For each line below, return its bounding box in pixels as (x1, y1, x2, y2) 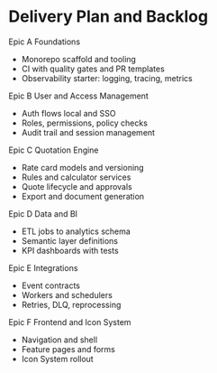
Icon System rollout (21, 353, 94, 364)
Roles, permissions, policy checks (21, 117, 148, 128)
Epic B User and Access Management (8, 90, 149, 101)
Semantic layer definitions (21, 235, 119, 246)
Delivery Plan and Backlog (8, 6, 209, 27)
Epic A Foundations (8, 36, 81, 47)
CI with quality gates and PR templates (21, 63, 166, 74)
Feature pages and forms (21, 343, 116, 354)
